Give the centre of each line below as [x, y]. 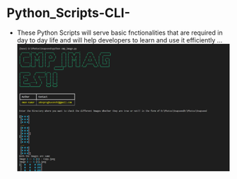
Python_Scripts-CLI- [69, 13]
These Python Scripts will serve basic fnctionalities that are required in [120, 33]
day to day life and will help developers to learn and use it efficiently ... [120, 40]
